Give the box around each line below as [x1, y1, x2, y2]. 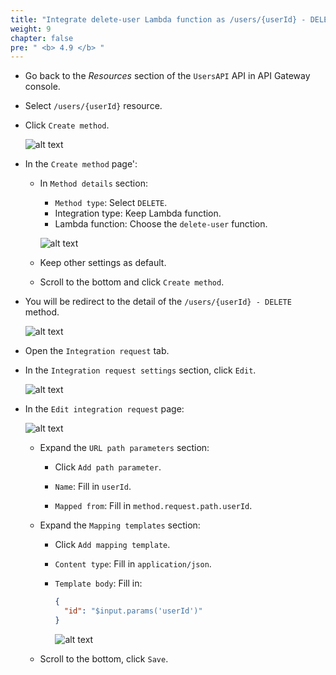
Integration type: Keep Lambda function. [54, 207, 222, 220]
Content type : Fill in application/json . [54, 558, 212, 570]
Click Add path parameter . [54, 461, 162, 473]
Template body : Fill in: [54, 577, 143, 590]
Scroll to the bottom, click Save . [39, 652, 169, 665]
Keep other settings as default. [39, 257, 167, 269]
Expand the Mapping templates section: [39, 519, 201, 531]
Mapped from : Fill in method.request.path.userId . [54, 500, 253, 512]
